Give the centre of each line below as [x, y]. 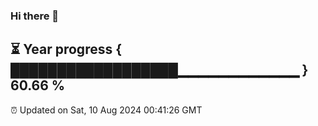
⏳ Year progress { [66, 49]
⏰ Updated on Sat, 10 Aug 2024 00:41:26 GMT [106, 110]
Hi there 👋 [35, 16]
